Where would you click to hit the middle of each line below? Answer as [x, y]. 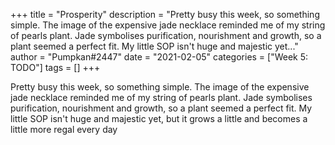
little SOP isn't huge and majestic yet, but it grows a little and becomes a [159, 118]
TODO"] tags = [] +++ [55, 67]
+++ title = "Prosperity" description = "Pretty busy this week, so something [165, 14]
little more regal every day [64, 129]
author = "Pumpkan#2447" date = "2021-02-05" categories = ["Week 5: [159, 57]
